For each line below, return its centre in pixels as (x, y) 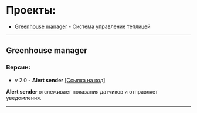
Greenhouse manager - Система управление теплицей (82, 26)
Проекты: (31, 10)
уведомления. (24, 98)
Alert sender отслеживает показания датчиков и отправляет (82, 91)
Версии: (18, 67)
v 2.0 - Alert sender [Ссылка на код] (60, 80)
